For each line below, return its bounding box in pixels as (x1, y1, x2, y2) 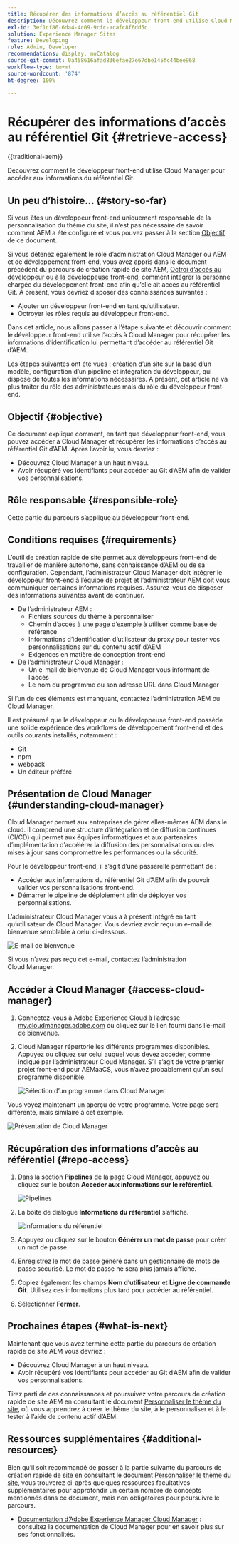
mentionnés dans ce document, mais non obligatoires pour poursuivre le (7, 1493, 220, 1502)
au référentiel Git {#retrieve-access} (7, 129, 228, 145)
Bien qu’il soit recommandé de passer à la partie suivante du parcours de (7, 1463, 222, 1471)
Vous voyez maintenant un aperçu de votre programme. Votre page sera (7, 1100, 219, 1109)
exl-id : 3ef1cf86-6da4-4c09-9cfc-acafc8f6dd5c (7, 24, 148, 31)
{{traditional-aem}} (7, 153, 63, 161)
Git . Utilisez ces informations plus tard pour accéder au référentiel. (17, 1286, 213, 1294)
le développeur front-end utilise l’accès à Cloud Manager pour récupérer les (7, 331, 230, 339)
